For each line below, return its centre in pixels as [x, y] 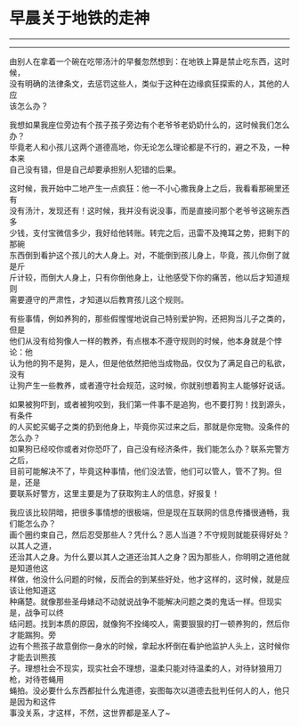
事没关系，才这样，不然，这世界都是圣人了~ [90, 713]
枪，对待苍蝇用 [36, 679]
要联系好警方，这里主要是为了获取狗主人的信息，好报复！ [114, 493]
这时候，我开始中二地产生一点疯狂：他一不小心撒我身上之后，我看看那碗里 [145, 188]
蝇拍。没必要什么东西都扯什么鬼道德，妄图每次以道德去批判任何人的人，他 [145, 690]
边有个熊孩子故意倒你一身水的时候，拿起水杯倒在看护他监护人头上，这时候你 [149, 646]
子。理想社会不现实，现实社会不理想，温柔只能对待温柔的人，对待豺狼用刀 [145, 668]
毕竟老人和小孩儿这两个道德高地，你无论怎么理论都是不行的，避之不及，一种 [149, 147]
